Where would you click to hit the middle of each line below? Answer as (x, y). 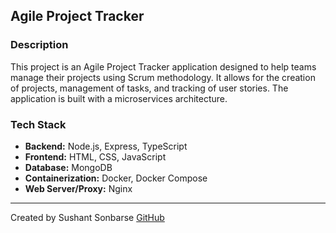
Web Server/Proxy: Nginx (78, 188)
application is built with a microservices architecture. (119, 98)
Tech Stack (38, 124)
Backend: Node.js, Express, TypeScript (106, 146)
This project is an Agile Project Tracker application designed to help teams (163, 66)
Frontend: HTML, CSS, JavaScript (95, 156)
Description (39, 45)
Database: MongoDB (68, 167)
